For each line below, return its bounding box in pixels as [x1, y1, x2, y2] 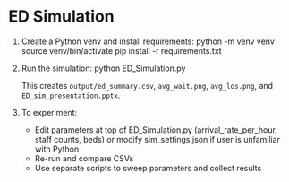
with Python [34, 143, 80, 154]
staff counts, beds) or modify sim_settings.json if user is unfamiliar [34, 134, 281, 144]
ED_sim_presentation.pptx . [21, 90, 121, 100]
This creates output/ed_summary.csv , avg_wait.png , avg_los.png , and [21, 80, 274, 91]
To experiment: [21, 107, 78, 117]
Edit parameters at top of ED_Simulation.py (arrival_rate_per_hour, [34, 124, 278, 135]
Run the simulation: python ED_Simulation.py [21, 63, 186, 74]
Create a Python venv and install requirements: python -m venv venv [21, 36, 275, 47]
